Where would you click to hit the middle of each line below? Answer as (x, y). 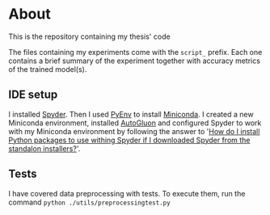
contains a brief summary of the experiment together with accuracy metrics (135, 61)
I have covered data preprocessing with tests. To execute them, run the (127, 193)
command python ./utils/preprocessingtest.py (90, 202)
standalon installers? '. (44, 148)
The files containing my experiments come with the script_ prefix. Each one (135, 52)
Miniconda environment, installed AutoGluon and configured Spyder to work (135, 123)
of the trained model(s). (48, 69)
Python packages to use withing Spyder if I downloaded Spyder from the (129, 140)
